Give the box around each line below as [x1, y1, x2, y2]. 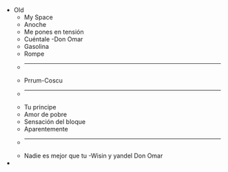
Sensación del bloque [23, 118, 86, 126]
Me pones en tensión [23, 28, 84, 36]
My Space [23, 13, 53, 21]
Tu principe [23, 103, 56, 111]
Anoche [23, 21, 47, 28]
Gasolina [23, 43, 50, 50]
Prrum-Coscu [23, 76, 63, 85]
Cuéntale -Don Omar [23, 35, 83, 43]
